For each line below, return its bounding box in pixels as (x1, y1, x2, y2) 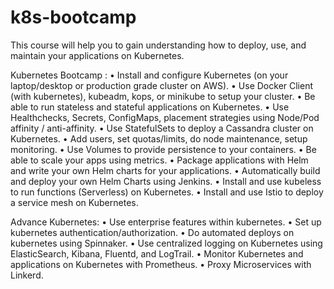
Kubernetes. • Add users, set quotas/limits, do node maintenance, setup (10, 132, 308, 145)
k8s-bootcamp (10, 6, 137, 29)
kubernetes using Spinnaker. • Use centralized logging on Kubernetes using (10, 237, 323, 249)
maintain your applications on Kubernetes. (10, 49, 185, 61)
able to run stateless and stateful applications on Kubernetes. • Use (10, 101, 290, 113)
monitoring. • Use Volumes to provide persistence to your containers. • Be (10, 143, 317, 155)
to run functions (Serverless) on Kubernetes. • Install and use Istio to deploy (10, 186, 324, 198)
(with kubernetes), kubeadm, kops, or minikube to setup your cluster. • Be (10, 90, 316, 102)
